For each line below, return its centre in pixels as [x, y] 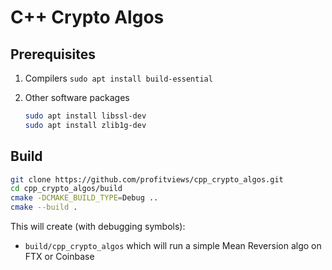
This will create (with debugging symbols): [98, 227]
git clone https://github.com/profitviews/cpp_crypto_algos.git [147, 179]
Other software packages [77, 97]
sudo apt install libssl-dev [85, 116]
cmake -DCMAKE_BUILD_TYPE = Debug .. [84, 198]
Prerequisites [53, 54]
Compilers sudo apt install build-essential [118, 78]
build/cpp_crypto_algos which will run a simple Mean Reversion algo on [173, 246]
